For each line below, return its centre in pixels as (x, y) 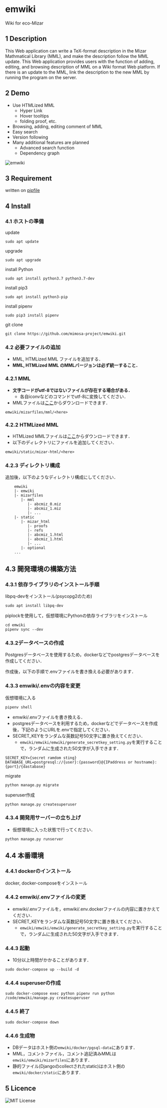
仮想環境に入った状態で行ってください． (54, 829)
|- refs (35, 530)
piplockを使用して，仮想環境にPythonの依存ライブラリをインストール (77, 615)
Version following (30, 137)
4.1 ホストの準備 (24, 221)
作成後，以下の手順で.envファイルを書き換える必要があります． (71, 671)
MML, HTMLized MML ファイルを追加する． (58, 359)
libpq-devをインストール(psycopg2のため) (49, 596)
